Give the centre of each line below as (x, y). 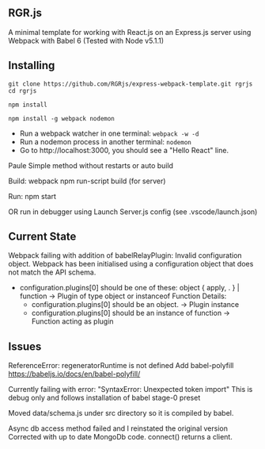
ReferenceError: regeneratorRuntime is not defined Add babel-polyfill (121, 366)
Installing (32, 65)
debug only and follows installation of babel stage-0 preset (104, 398)
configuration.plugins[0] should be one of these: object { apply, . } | (129, 288)
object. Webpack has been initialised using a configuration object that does (131, 264)
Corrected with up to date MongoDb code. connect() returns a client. (121, 437)
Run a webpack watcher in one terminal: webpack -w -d (109, 133)
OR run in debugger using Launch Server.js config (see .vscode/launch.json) (133, 211)
